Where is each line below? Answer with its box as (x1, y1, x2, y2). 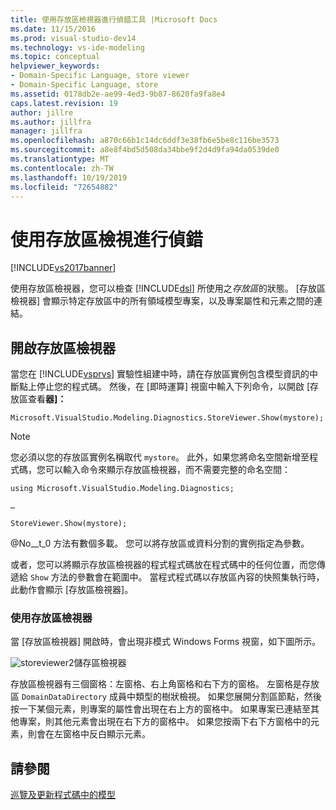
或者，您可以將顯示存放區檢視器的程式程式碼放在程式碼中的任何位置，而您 (10, 559, 317, 571)
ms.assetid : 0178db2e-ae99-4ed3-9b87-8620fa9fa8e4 (10, 89, 226, 99)
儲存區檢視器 (73, 657, 127, 669)
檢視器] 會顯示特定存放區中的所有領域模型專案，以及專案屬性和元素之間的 (10, 295, 315, 307)
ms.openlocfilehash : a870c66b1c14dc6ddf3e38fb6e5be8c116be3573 (10, 136, 280, 146)
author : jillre (10, 107, 74, 118)
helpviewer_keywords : (10, 61, 101, 71)
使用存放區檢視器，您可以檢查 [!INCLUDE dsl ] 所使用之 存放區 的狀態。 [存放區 (10, 282, 326, 295)
